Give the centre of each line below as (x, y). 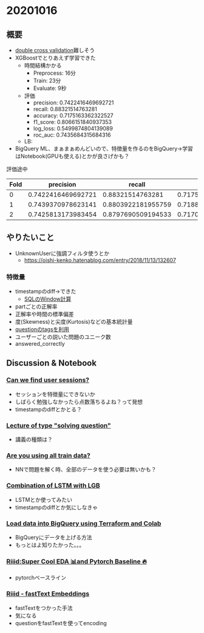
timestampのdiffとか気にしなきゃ (56, 507)
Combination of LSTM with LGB (53, 485)
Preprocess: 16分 (54, 73)
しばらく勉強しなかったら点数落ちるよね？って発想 (79, 402)
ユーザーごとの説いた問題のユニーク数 (63, 337)
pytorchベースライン (41, 578)
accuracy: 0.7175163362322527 (73, 115)
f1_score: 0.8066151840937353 (73, 122)
